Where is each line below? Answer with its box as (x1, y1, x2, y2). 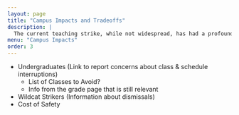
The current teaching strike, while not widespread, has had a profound (14, 30, 234, 37)
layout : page (7, 10, 46, 18)
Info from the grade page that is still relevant (28, 85, 159, 93)
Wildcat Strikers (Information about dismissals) (17, 92, 155, 101)
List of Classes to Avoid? (28, 78, 101, 85)
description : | (7, 23, 53, 30)
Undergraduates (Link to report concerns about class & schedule (17, 63, 208, 71)
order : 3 (7, 43, 33, 50)
